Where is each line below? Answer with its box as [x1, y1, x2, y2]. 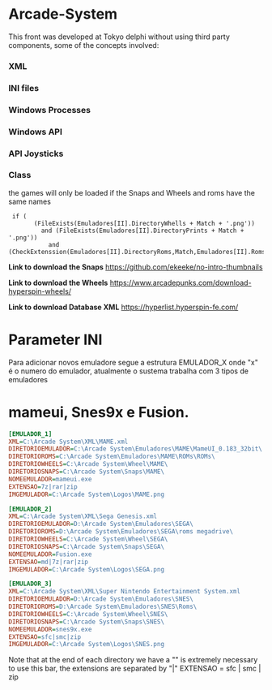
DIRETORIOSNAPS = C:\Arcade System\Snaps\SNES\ [8, 618, 164, 626]
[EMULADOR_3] [8, 580, 53, 589]
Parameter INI [8, 330, 103, 349]
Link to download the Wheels [8, 278, 108, 287]
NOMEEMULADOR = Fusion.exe [8, 550, 92, 558]
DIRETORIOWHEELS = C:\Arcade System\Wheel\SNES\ [8, 610, 168, 618]
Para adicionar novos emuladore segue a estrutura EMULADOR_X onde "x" [8, 357, 259, 367]
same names [8, 196, 51, 206]
